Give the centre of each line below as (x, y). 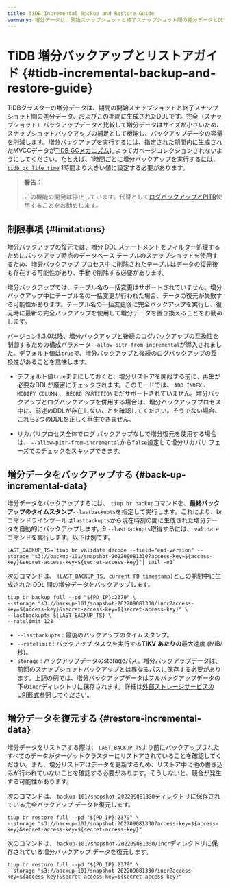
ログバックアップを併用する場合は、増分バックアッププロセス (134, 402)
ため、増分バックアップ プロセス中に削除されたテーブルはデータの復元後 (116, 264)
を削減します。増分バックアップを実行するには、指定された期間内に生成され (115, 142)
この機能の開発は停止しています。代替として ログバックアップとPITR (120, 197)
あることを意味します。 (58, 362)
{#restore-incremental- (150, 719)
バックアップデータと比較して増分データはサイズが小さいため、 (133, 125)
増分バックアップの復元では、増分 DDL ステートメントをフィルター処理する (114, 247)
